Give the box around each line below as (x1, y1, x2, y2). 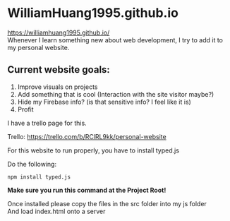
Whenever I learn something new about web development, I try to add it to (7, 35, 224, 44)
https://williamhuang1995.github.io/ (7, 28, 110, 37)
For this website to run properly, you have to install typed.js (7, 146, 180, 155)
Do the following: (7, 160, 57, 168)
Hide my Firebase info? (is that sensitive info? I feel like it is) (17, 97, 192, 106)
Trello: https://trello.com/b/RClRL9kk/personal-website (7, 132, 167, 141)
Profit (17, 104, 34, 114)
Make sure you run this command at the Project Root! (7, 186, 167, 194)
